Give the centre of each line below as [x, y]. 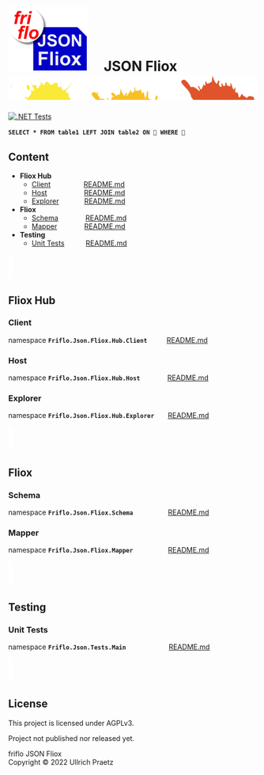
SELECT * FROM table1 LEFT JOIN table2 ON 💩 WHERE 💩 [97, 133]
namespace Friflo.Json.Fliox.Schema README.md [109, 512]
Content [29, 157]
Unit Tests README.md [79, 243]
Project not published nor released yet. [72, 738]
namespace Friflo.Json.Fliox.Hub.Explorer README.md [109, 416]
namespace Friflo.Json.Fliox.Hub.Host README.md [109, 378]
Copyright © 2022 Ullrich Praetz [61, 762]
